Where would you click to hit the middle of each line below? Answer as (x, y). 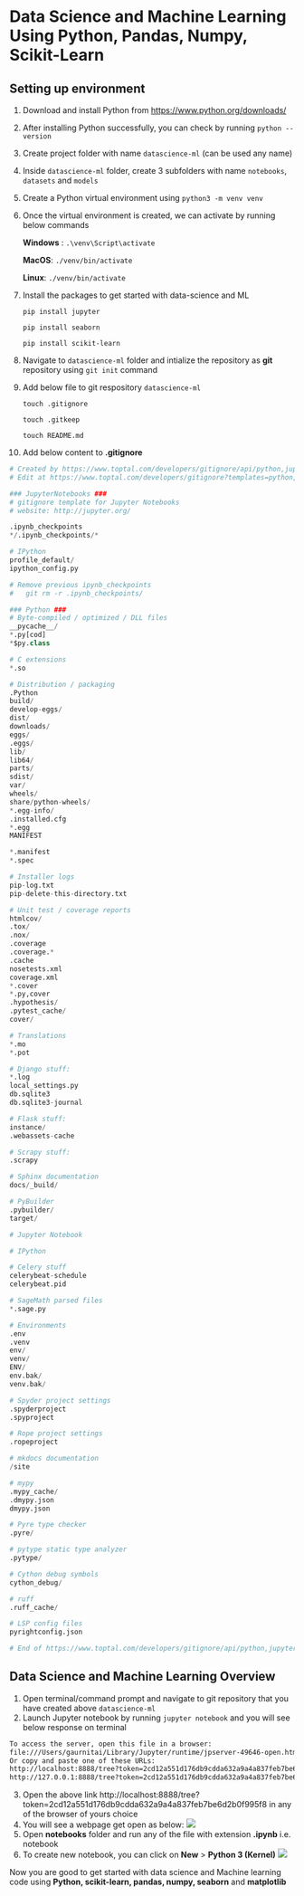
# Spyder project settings (60, 1400)
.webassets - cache (42, 1136)
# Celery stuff (38, 1267)
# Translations (38, 1035)
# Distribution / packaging (62, 684)
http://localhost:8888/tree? (150, 1795)
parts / (22, 768)
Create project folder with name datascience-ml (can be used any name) (157, 153)
